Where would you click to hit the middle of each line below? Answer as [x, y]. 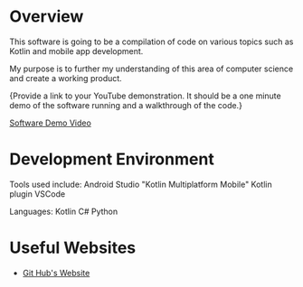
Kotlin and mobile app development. [76, 51]
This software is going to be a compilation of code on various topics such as [151, 42]
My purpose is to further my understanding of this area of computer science [151, 69]
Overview [47, 17]
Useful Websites [73, 248]
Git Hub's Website [56, 273]
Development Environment [112, 159]
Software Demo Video [51, 123]
